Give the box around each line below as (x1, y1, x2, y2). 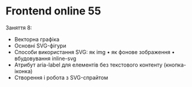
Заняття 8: (5, 24, 32, 31)
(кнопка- (163, 61, 187, 68)
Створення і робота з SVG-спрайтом (14, 74, 108, 81)
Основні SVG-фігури (14, 42, 66, 49)
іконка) (14, 67, 33, 74)
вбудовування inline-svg (14, 55, 77, 62)
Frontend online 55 (5, 4, 101, 18)
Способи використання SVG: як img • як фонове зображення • (14, 48, 175, 55)
